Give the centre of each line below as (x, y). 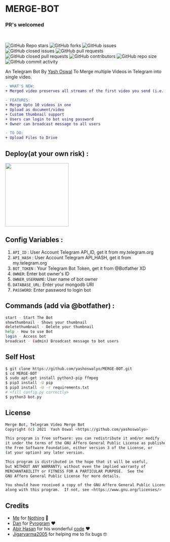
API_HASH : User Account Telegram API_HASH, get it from (72, 258)
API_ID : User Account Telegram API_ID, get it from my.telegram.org (83, 252)
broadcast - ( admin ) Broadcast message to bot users (62, 341)
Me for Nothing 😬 (31, 518)
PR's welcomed (25, 25)
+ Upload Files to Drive (31, 138)
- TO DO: (14, 133)
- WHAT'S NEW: (20, 86)
